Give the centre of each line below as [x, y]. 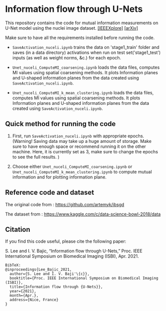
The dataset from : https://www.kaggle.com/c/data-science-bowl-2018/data [83, 214]
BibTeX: [13, 266]
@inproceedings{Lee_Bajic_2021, [38, 270]
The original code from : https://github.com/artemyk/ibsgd [65, 204]
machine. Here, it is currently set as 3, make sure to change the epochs [85, 151]
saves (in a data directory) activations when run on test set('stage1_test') [86, 52]
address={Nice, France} [34, 300]
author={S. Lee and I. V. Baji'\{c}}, [50, 274]
